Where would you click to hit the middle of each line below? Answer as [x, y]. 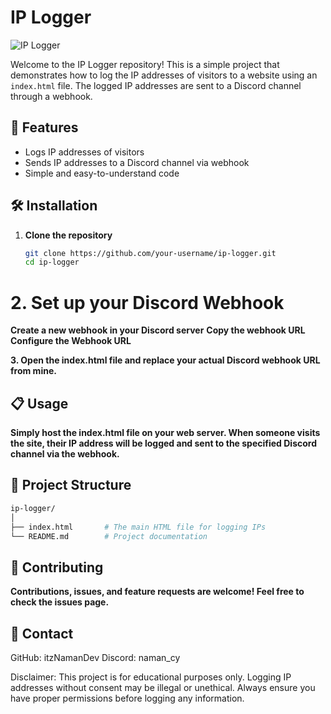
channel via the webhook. [65, 454]
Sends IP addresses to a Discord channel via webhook [137, 162]
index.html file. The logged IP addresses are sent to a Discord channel [156, 85]
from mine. [33, 371]
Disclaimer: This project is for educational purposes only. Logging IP [151, 677]
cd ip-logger [52, 262]
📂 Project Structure [71, 485]
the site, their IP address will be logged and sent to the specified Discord [164, 443]
